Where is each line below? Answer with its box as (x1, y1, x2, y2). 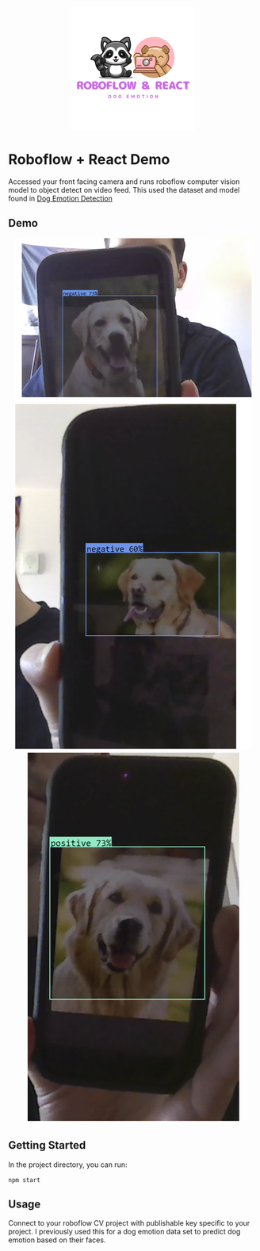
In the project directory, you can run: (8, 1160, 128, 1169)
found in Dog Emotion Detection (8, 193, 113, 203)
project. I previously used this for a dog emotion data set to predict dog (8, 1227, 241, 1237)
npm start (8, 1176, 41, 1184)
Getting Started (8, 1138, 86, 1152)
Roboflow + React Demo (8, 151, 170, 169)
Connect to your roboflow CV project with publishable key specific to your (8, 1218, 250, 1228)
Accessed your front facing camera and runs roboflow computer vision (8, 177, 240, 186)
